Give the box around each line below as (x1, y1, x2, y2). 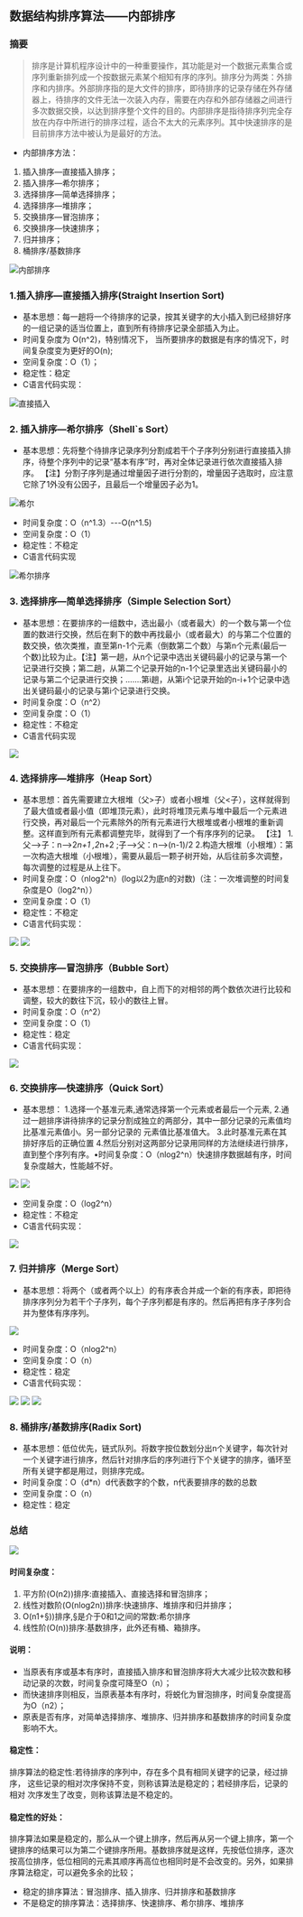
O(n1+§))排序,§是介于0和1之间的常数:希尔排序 (22, 1610, 191, 1622)
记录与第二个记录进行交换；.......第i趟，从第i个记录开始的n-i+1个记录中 (22, 673, 282, 684)
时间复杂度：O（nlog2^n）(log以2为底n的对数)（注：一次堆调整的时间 (22, 873, 282, 884)
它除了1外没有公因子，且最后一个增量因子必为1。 (22, 479, 204, 490)
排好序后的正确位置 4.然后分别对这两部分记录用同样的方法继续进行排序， (22, 1138, 293, 1149)
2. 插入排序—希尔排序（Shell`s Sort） (9, 422, 174, 435)
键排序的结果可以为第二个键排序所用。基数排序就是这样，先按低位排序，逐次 (9, 1845, 294, 1856)
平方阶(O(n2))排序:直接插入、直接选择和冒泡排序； (22, 1588, 210, 1599)
